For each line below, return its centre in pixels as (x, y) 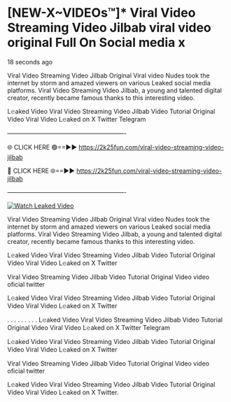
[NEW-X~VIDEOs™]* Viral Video (101, 13)
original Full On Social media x (96, 43)
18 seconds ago (30, 62)
